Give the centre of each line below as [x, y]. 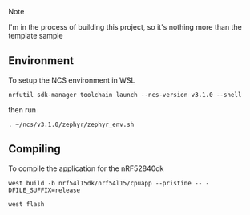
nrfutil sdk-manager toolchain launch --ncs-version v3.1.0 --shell [125, 95]
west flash [26, 204]
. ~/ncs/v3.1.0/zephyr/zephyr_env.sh [71, 124]
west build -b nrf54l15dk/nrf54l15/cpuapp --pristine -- [105, 183]
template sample [36, 36]
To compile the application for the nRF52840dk [86, 168]
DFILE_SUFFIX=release [44, 190]
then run [22, 110]
